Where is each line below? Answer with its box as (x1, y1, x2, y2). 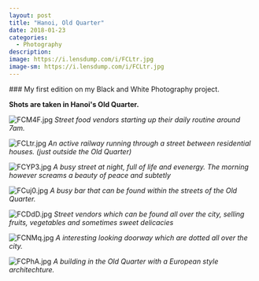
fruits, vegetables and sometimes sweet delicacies (9, 217, 174, 227)
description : (9, 48, 52, 56)
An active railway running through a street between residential (47, 139, 251, 148)
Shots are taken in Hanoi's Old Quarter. (9, 99, 139, 109)
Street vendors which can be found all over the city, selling (54, 209, 245, 219)
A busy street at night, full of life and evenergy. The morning (53, 162, 249, 172)
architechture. (9, 264, 55, 274)
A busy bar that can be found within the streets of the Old (50, 186, 238, 195)
